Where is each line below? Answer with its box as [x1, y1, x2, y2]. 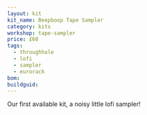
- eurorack [13, 68, 45, 75]
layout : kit [7, 10, 42, 17]
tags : [7, 42, 23, 49]
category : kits [7, 23, 51, 30]
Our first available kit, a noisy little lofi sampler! [7, 100, 141, 108]
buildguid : [7, 81, 39, 88]
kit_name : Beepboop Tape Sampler [7, 17, 104, 24]
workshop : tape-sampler [7, 29, 76, 37]
